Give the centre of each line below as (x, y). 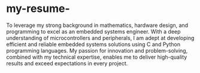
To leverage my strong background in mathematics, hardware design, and (97, 25)
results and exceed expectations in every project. (67, 63)
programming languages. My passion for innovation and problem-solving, (97, 50)
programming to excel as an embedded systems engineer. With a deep (93, 31)
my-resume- (38, 9)
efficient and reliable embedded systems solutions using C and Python (93, 44)
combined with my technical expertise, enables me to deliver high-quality (97, 57)
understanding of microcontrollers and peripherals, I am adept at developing (100, 38)
